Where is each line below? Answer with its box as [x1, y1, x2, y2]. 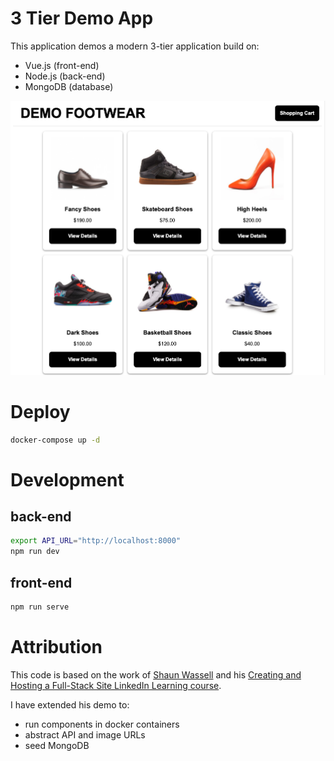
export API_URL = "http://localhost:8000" [10, 536, 182, 546]
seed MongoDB [24, 739, 90, 751]
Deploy [10, 400, 71, 423]
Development [10, 468, 125, 491]
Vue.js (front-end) [24, 59, 100, 71]
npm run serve [10, 602, 70, 612]
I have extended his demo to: [10, 698, 130, 711]
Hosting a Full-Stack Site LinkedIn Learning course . [10, 679, 222, 691]
